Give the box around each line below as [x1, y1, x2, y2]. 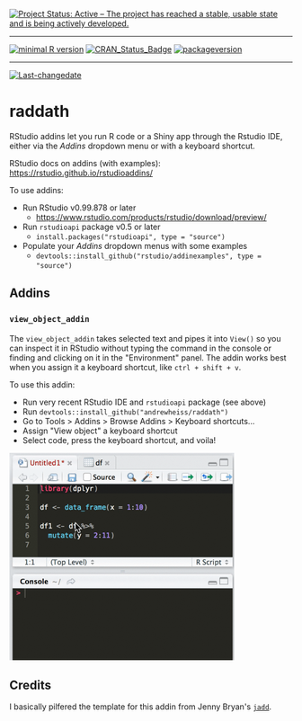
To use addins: [9, 184, 65, 195]
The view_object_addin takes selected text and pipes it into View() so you [9, 333, 281, 343]
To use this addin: [9, 378, 75, 390]
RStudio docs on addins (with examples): [9, 157, 162, 168]
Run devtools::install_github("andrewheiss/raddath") [22, 405, 229, 417]
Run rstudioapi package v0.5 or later [22, 221, 161, 232]
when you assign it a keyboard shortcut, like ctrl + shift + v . [9, 361, 242, 372]
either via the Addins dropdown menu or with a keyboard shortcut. [9, 140, 256, 151]
